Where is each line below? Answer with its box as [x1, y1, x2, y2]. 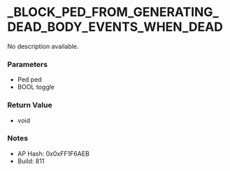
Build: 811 [17, 156, 45, 165]
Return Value [7, 101, 52, 110]
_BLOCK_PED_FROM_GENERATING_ [7, 4, 219, 20]
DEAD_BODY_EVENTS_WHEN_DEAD [7, 19, 224, 35]
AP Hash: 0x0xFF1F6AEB [17, 149, 89, 158]
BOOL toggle [17, 83, 55, 91]
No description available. [7, 42, 79, 50]
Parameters [7, 59, 48, 69]
